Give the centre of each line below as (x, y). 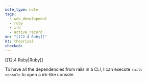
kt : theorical (20, 41)
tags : (11, 14)
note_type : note (22, 10)
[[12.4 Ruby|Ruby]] (24, 60)
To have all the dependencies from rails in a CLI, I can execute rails (74, 69)
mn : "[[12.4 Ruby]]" (26, 37)
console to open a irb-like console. (40, 74)
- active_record (26, 32)
